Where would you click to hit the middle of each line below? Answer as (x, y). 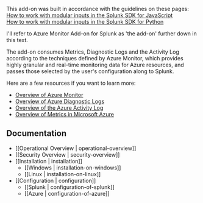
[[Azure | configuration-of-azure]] (67, 193)
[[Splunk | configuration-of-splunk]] (69, 187)
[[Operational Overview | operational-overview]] (76, 148)
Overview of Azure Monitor (49, 95)
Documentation (37, 134)
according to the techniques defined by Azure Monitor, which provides (95, 58)
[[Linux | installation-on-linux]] (62, 174)
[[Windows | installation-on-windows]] (73, 168)
